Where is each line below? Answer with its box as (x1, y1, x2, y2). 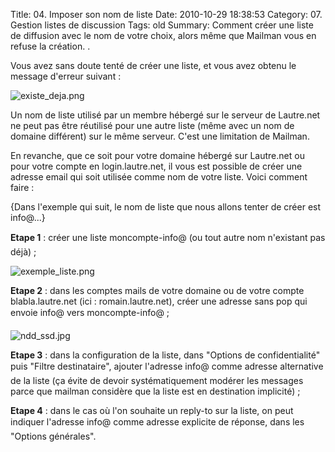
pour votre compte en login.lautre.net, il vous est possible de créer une (10, 160, 303, 172)
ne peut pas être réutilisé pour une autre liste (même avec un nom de (10, 120, 295, 131)
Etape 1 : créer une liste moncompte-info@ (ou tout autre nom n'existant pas (10, 232, 326, 243)
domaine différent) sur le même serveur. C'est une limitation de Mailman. (10, 130, 310, 142)
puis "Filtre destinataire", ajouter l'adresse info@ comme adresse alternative (10, 360, 324, 372)
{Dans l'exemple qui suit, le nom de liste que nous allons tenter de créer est (10, 201, 322, 213)
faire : (10, 182, 35, 193)
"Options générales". (10, 430, 97, 442)
